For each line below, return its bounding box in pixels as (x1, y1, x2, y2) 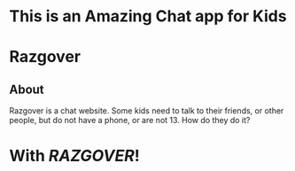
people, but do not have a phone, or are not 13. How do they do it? (9, 115, 251, 126)
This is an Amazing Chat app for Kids (9, 6, 287, 27)
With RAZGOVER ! (9, 146, 140, 166)
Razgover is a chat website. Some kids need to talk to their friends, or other (9, 105, 284, 116)
